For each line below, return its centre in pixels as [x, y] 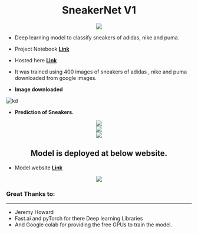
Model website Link [39, 168]
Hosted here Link [36, 60]
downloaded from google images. [56, 78]
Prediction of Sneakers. [44, 112]
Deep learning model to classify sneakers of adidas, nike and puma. [97, 37]
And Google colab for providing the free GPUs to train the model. [93, 225]
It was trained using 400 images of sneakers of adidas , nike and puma [101, 72]
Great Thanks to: [31, 193]
